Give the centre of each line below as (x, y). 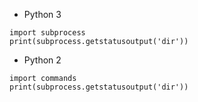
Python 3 (42, 14)
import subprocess (47, 33)
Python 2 (42, 60)
